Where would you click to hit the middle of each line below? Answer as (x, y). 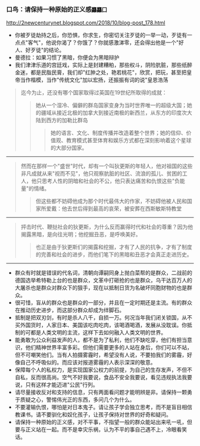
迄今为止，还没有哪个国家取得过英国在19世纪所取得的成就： (94, 93)
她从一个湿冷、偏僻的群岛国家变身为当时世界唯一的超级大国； (111, 105)
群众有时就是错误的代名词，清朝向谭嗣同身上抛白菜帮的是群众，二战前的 (103, 273)
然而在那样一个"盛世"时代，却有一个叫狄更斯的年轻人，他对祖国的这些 (107, 166)
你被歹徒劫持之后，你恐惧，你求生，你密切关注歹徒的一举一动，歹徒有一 (103, 35)
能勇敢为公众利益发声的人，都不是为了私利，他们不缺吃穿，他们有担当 (101, 340)
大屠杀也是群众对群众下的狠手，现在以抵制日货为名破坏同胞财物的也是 (101, 288)
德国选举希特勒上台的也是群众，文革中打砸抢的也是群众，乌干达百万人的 (103, 280)
